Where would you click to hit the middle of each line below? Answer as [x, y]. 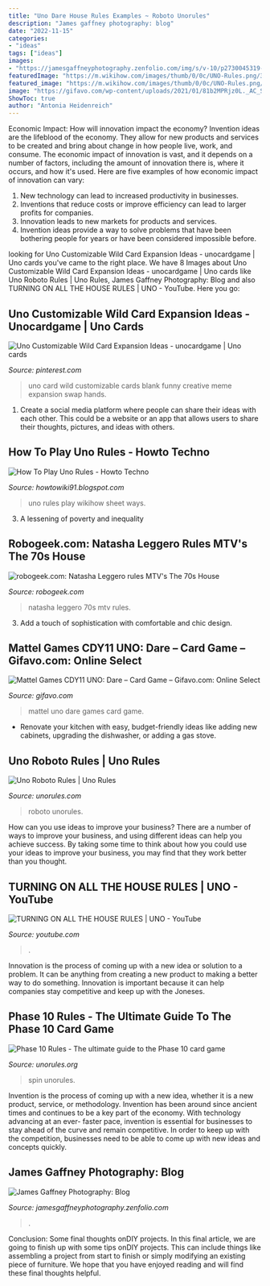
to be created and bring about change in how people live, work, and [121, 146]
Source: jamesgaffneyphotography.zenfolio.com [88, 1207]
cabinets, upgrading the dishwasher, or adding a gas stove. [118, 735]
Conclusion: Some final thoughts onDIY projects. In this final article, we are [132, 1238]
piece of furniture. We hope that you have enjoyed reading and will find [126, 1264]
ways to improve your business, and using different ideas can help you [125, 836]
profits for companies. [57, 213]
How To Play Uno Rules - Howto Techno [109, 452]
